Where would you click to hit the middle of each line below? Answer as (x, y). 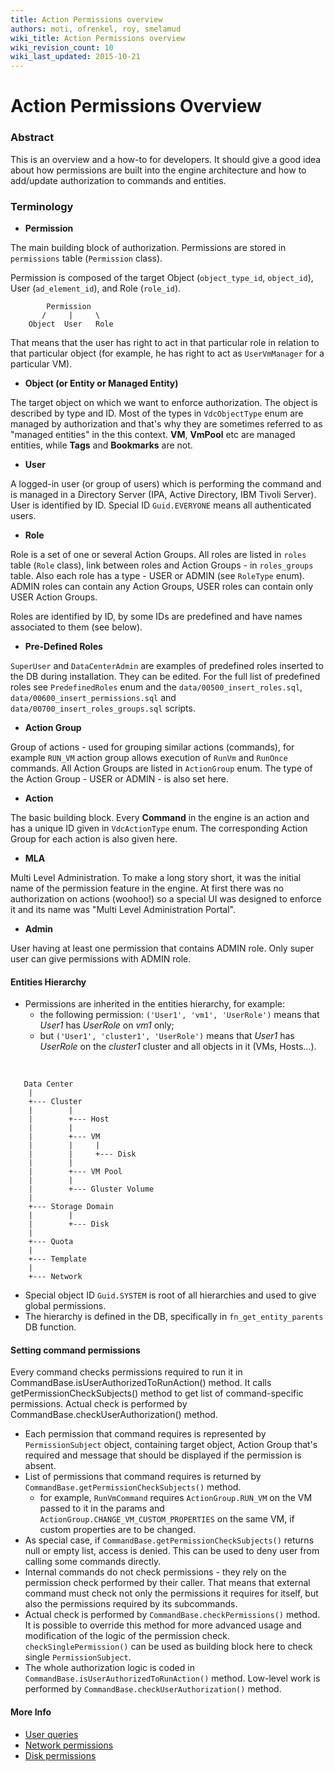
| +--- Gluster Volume (91, 1189)
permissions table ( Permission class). (86, 258)
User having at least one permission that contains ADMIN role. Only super (162, 948)
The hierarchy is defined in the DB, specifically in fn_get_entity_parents (174, 1317)
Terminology (42, 206)
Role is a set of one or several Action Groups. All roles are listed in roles (158, 554)
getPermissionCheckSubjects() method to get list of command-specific (157, 1393)
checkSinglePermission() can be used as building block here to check (168, 1647)
